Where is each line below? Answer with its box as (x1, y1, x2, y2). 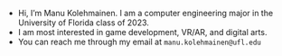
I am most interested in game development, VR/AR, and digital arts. (17, 27, 268, 37)
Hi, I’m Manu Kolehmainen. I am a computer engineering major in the (17, 8, 274, 18)
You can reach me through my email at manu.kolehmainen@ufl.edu (17, 36, 262, 47)
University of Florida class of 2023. (17, 17, 149, 28)
